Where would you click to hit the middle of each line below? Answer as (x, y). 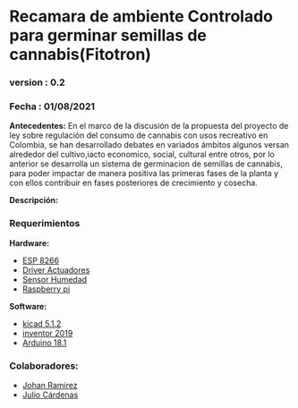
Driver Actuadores (56, 269)
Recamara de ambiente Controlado (141, 17)
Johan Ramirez (50, 385)
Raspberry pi (46, 289)
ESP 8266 (41, 260)
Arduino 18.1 (44, 343)
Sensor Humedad (55, 279)
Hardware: (30, 242)
